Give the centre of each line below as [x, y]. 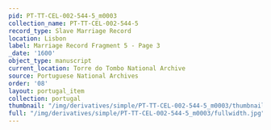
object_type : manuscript [50, 61]
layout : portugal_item [46, 91]
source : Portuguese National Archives [73, 76]
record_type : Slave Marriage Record [70, 31]
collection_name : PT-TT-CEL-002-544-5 [73, 23]
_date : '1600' [32, 53]
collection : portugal [45, 99]
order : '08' [28, 83]
